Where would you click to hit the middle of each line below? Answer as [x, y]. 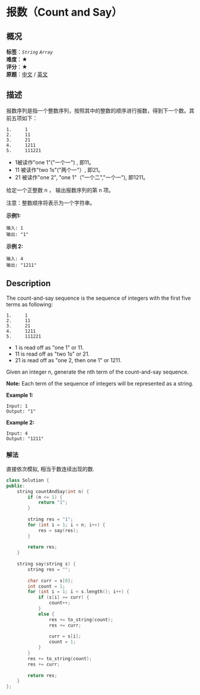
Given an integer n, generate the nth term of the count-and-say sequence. [98, 372]
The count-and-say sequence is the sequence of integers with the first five [99, 298]
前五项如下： [22, 118]
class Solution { [28, 480]
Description [28, 283]
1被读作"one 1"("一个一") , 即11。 [54, 162]
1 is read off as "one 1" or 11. [49, 347]
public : [16, 486]
